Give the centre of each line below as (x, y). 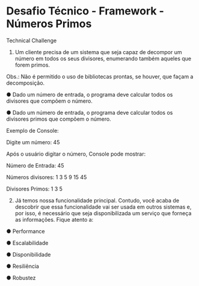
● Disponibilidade (29, 254)
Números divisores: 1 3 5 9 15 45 (47, 177)
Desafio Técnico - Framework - (85, 11)
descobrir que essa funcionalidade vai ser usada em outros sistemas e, (103, 207)
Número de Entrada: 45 (35, 165)
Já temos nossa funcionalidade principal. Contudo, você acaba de (97, 200)
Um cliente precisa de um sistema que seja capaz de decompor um (98, 52)
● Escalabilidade (27, 243)
